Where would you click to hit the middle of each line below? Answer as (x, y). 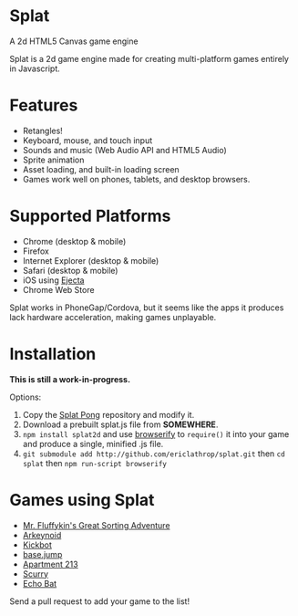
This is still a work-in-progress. (70, 379)
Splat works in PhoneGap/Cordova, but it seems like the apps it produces (147, 308)
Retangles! (43, 131)
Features (44, 105)
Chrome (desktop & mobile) (74, 241)
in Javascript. (35, 68)
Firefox (36, 251)
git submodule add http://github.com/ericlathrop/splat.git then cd (154, 454)
